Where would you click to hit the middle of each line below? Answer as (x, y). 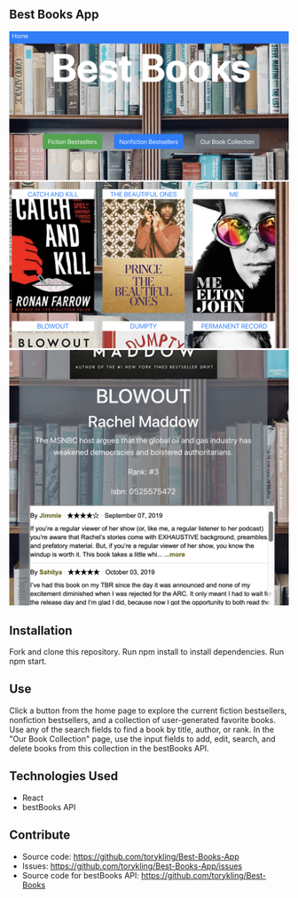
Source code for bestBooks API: (81, 875)
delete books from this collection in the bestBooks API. (110, 748)
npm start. (28, 662)
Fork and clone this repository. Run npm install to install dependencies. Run (147, 652)
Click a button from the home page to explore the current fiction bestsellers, (148, 711)
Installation (41, 630)
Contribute (40, 835)
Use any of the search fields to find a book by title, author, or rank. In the (142, 729)
